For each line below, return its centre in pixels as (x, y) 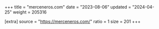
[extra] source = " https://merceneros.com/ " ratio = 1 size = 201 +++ (73, 22)
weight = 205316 (30, 12)
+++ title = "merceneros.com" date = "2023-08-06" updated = (68, 7)
